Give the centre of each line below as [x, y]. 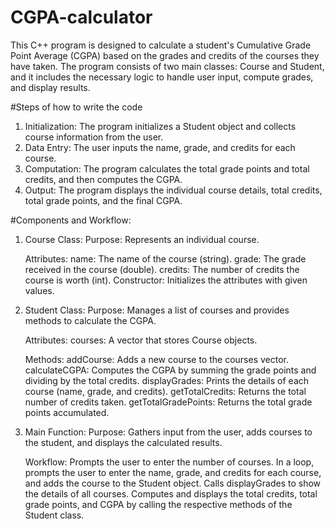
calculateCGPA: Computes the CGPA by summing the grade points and [170, 370]
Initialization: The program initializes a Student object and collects [160, 126]
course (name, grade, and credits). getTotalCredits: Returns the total [165, 391]
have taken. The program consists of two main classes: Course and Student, [167, 66]
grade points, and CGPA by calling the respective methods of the [158, 504]
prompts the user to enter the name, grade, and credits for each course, [173, 472]
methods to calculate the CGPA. [90, 320]
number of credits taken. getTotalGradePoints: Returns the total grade [168, 402]
